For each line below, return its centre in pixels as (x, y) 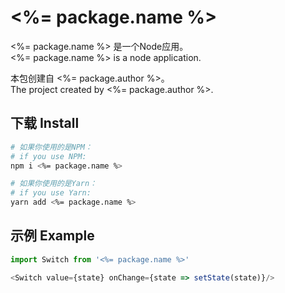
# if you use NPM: (48, 156)
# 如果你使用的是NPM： (51, 147)
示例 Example (52, 236)
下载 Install (45, 123)
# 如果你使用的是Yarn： (54, 184)
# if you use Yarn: (51, 193)
